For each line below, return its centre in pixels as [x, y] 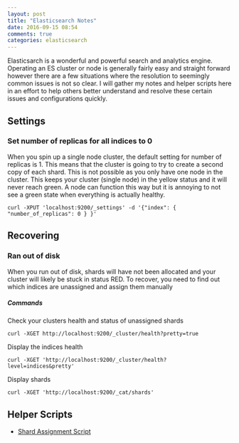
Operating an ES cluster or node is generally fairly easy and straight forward [119, 68]
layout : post [27, 14]
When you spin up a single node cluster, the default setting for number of [115, 157]
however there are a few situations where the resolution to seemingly [108, 76]
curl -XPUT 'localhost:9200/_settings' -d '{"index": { [92, 207]
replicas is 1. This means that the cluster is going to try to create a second [116, 164]
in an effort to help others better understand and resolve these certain [110, 91]
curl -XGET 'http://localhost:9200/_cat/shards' [81, 392]
